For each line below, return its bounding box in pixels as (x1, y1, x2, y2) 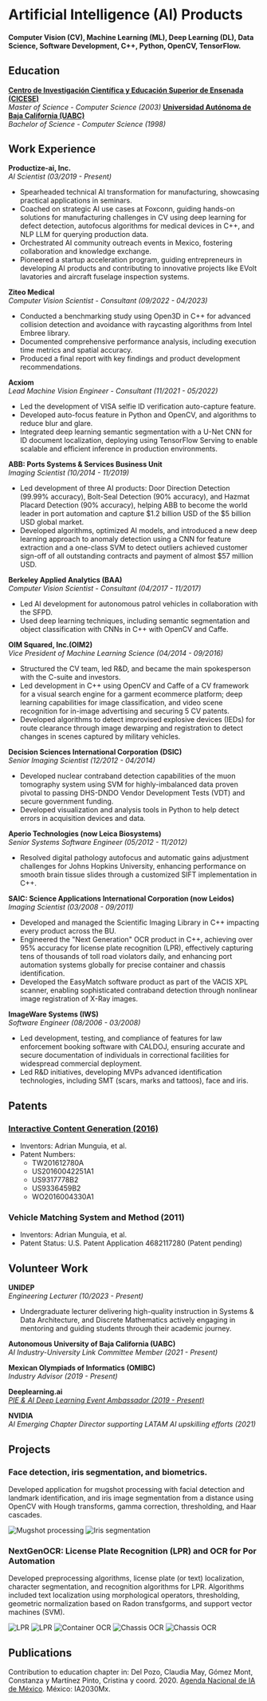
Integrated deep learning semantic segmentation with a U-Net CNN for (19, 427, 253, 436)
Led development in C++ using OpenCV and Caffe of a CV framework (19, 681, 249, 691)
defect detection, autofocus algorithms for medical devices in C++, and (19, 221, 255, 231)
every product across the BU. (19, 926, 117, 936)
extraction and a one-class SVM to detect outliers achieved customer (19, 543, 249, 552)
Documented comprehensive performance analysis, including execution (19, 337, 257, 346)
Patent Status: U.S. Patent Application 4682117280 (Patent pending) (19, 1238, 243, 1248)
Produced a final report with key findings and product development (19, 353, 241, 364)
